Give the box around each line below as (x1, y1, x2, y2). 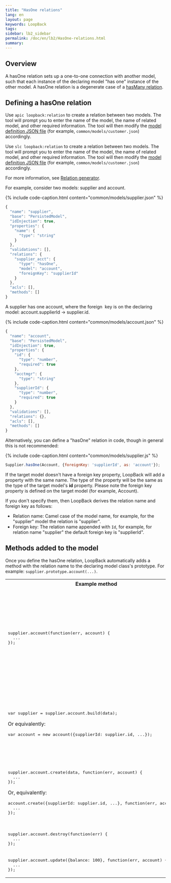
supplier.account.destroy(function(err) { (8, 832, 108, 837)
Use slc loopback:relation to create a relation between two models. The (5, 144, 159, 150)
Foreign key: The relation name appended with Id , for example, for (12, 524, 152, 530)
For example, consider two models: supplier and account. (5, 185, 126, 191)
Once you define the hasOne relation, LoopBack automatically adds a (5, 557, 151, 563)
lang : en (5, 12, 24, 17)
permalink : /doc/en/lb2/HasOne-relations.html (5, 36, 106, 41)
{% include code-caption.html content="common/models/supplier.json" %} (5, 194, 164, 201)
